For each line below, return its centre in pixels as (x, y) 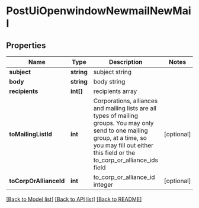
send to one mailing (121, 130)
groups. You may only (123, 123)
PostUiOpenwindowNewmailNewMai (99, 11)
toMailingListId (31, 134)
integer (103, 185)
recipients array (115, 91)
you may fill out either (123, 145)
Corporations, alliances (126, 101)
